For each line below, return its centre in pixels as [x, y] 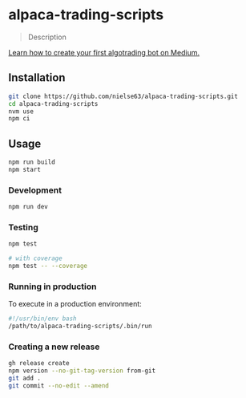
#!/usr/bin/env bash [43, 319]
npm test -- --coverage [48, 266]
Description [47, 37]
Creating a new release [54, 347]
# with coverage [35, 258]
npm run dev [28, 207]
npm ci [19, 119]
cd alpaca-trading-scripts [53, 104]
